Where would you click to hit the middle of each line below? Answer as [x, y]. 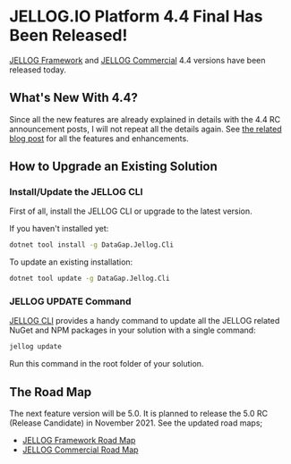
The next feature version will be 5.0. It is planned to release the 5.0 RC [139, 414]
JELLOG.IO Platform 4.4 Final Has [136, 17]
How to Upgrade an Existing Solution [113, 167]
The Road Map [51, 392]
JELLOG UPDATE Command [70, 301]
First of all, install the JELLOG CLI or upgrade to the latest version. [131, 211]
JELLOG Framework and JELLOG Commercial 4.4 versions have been [137, 60]
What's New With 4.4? [74, 98]
